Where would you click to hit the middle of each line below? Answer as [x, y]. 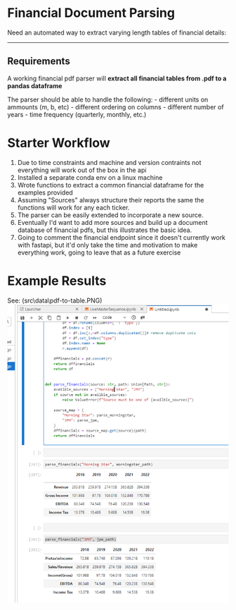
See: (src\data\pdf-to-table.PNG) [55, 300]
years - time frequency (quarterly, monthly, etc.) [77, 114]
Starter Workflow [59, 143]
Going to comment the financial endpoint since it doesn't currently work [122, 237]
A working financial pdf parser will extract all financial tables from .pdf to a [117, 78]
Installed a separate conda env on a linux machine [90, 177]
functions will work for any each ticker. [73, 207]
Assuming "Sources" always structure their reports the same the [111, 200]
